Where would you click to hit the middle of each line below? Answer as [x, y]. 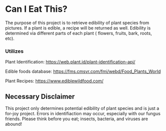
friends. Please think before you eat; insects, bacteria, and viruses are [77, 119]
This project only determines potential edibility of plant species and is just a [82, 108]
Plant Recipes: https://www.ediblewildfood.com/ [55, 81]
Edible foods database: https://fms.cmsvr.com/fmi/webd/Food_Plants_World [83, 71]
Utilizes [14, 51]
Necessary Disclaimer [40, 96]
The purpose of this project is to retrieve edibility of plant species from [77, 23]
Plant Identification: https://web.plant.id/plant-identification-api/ [70, 62]
